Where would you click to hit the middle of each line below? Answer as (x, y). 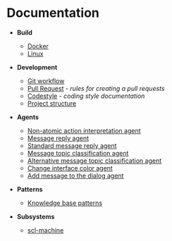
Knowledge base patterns (65, 203)
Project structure (52, 103)
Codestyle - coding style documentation (86, 96)
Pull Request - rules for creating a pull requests (96, 88)
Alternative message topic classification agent (94, 161)
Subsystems (36, 216)
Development (37, 67)
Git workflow (46, 81)
